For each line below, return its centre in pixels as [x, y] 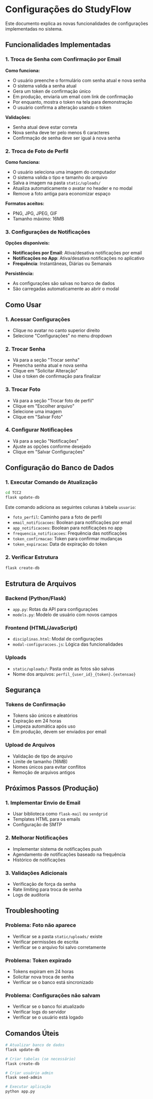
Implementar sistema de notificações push [57, 849]
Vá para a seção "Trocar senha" [46, 360]
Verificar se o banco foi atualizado [49, 1006]
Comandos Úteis [32, 1033]
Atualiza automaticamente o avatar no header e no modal [73, 188]
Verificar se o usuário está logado [48, 1017]
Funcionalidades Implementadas [58, 45]
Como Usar [23, 305]
